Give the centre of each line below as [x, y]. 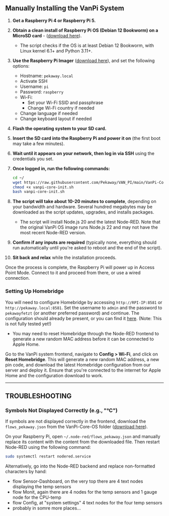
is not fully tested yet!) [28, 324]
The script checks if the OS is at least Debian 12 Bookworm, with [87, 45]
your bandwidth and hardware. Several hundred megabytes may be [82, 207]
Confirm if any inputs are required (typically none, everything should [84, 242]
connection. [18, 278]
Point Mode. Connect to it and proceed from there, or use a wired [73, 273]
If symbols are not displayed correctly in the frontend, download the [76, 422]
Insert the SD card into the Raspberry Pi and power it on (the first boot [87, 138]
